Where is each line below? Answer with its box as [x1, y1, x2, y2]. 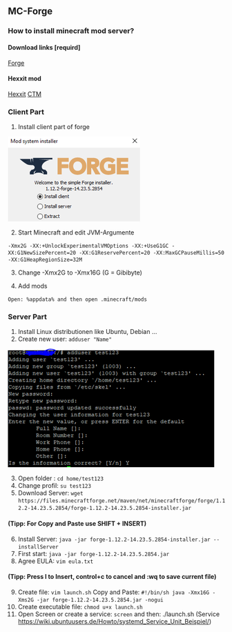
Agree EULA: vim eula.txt [17, 557, 94, 565]
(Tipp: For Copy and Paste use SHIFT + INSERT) [8, 519, 147, 527]
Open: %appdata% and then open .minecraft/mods [8, 296, 148, 303]
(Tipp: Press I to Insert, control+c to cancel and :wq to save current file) [8, 573, 217, 581]
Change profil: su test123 [17, 482, 92, 490]
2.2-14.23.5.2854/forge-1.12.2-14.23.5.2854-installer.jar [17, 505, 192, 512]
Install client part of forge [17, 123, 90, 131]
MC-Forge [8, 6, 53, 17]
